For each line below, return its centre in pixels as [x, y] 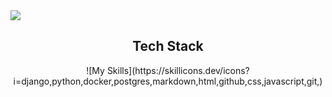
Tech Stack [168, 46]
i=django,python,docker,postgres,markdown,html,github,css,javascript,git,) [168, 81]
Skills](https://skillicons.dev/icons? [178, 70]
